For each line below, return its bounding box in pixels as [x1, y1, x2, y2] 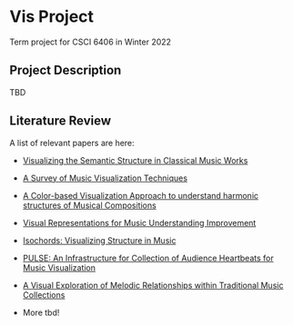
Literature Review [9, 113, 112, 129]
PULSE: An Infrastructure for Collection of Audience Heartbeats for [22, 252, 275, 263]
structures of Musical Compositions [22, 200, 157, 211]
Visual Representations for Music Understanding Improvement [22, 217, 257, 228]
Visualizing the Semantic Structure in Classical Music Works [22, 154, 248, 165]
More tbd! [22, 307, 60, 318]
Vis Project [9, 6, 94, 27]
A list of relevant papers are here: [9, 137, 135, 148]
